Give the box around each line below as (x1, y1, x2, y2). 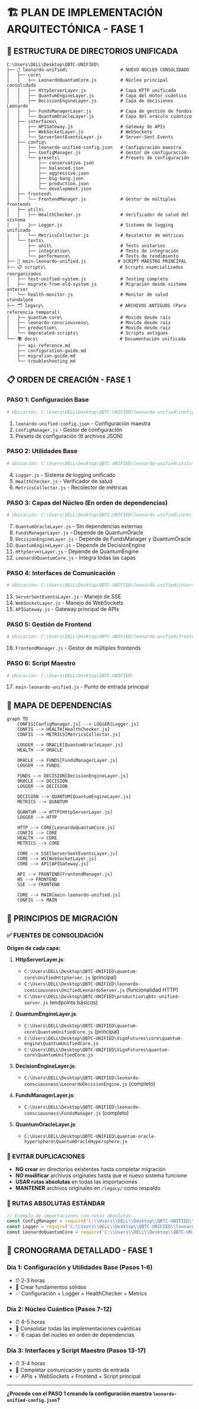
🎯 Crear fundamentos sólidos (15, 1283, 87, 1291)
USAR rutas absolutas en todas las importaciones (15, 1178, 138, 1185)
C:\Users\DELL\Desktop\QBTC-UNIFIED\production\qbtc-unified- (24, 993, 181, 1000)
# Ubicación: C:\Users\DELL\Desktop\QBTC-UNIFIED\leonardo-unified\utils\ (6, 460, 195, 466)
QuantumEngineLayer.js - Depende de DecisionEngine (15, 541, 146, 548)
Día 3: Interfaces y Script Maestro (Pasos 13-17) (6, 1346, 146, 1355)
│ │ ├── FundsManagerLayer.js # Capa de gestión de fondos (6, 108, 193, 114)
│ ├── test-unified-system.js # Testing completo (6, 276, 168, 282)
